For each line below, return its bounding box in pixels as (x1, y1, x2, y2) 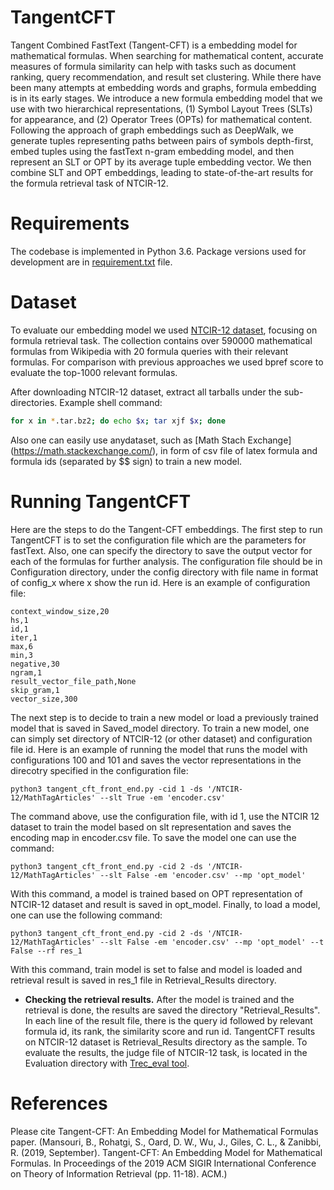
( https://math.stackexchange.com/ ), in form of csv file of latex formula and (10, 444, 318, 456)
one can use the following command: (10, 909, 163, 921)
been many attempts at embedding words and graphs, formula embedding (10, 81, 317, 93)
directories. (10, 396, 58, 408)
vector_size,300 (10, 694, 78, 704)
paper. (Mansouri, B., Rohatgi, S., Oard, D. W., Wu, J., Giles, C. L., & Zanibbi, (10, 1136, 322, 1148)
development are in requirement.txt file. (10, 256, 173, 268)
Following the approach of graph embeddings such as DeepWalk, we (10, 124, 294, 136)
